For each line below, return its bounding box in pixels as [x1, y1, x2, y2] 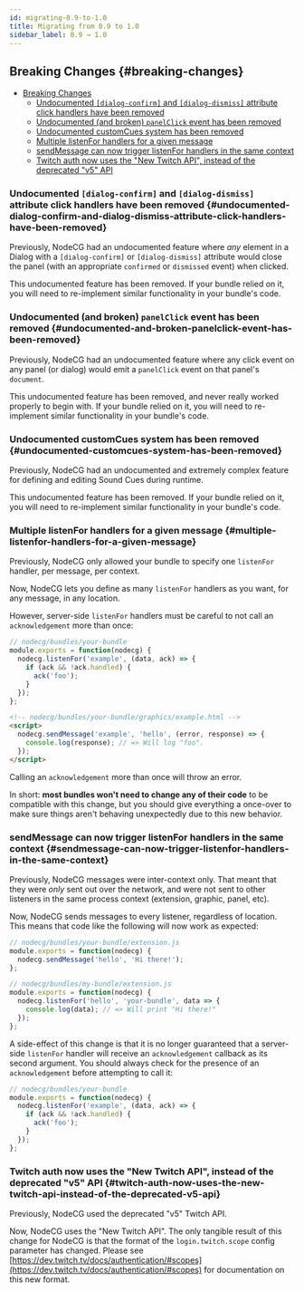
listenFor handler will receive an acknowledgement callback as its [26, 1047, 269, 1058]
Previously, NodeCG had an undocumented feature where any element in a [9, 242, 290, 253]
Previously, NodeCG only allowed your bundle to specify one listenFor [9, 556, 274, 567]
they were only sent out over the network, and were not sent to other [9, 883, 266, 894]
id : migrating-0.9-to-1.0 [9, 13, 107, 23]
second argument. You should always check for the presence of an [9, 1057, 260, 1068]
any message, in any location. [9, 593, 120, 603]
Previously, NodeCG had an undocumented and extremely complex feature [9, 465, 290, 476]
